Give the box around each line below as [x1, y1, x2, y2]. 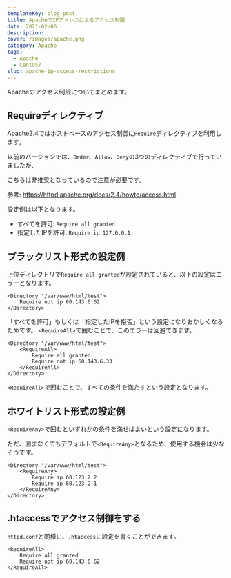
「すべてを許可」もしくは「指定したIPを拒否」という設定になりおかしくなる [7, 318, 223, 326]
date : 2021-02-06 [7, 23, 57, 30]
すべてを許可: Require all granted [17, 220, 115, 228]
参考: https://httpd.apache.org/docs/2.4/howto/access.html [7, 190, 177, 199]
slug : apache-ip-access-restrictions [7, 68, 116, 74]
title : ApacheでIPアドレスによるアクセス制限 [7, 17, 125, 23]
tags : [7, 49, 23, 56]
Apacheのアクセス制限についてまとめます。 [7, 88, 131, 96]
